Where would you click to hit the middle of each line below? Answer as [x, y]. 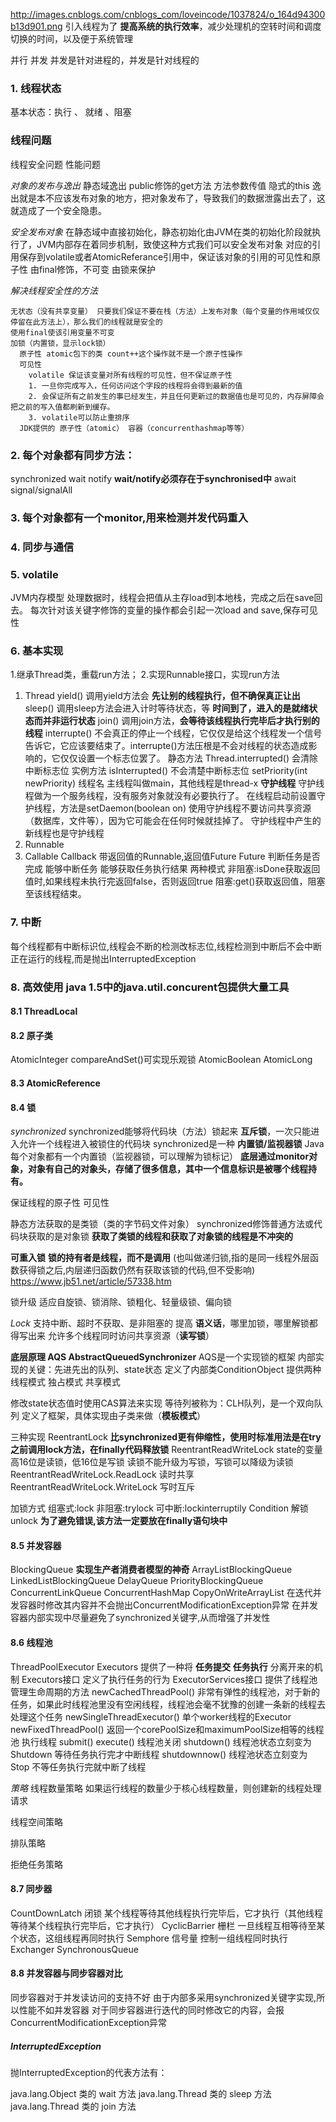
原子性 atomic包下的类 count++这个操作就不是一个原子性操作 [131, 354]
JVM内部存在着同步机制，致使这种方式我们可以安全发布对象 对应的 [174, 244]
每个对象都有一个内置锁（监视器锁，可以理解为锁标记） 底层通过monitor [160, 1156]
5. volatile [34, 574]
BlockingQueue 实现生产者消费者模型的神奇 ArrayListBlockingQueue [151, 1570]
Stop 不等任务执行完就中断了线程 [78, 1766]
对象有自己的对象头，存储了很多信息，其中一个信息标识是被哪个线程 [167, 1169]
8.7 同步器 [31, 1889]
